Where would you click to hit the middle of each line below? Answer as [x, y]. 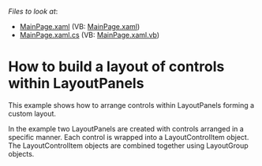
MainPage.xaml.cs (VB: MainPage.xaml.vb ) [90, 35]
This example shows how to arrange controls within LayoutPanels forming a [131, 105]
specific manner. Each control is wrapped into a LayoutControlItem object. [129, 137]
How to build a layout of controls [116, 67]
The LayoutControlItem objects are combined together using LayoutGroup [128, 146]
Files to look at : [33, 11]
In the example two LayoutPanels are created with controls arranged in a [126, 128]
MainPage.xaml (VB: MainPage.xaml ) [80, 26]
